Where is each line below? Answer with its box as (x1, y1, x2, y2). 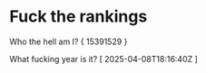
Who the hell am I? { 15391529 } (9, 36, 128, 47)
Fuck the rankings (9, 6, 148, 27)
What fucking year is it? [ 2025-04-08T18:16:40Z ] (9, 53, 198, 64)
